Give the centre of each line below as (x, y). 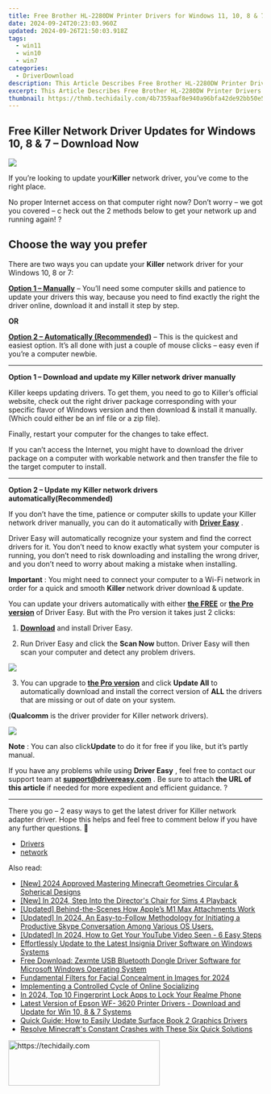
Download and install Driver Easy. (76, 628)
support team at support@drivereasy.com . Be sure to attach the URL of (130, 779)
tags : (17, 38)
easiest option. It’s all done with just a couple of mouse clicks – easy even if (134, 345)
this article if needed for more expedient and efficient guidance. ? (118, 788)
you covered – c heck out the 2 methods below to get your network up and (132, 211)
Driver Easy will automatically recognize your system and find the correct (130, 538)
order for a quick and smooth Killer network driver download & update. (126, 588)
